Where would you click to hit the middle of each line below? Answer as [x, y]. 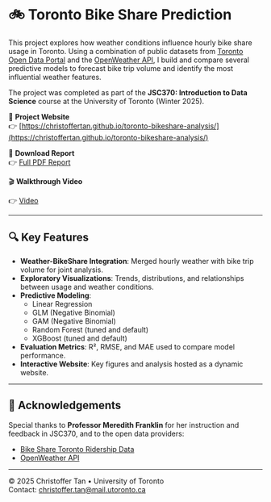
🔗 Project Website [39, 116]
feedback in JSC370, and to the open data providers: [96, 433]
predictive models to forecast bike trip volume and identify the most [121, 68]
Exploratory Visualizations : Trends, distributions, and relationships [132, 278]
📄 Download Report [42, 153]
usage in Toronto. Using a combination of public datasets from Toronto [126, 51]
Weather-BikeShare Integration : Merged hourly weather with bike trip [137, 261]
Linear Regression [62, 303]
